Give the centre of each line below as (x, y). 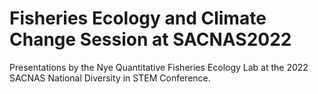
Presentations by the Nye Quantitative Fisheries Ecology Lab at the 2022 (159, 67)
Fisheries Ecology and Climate (138, 18)
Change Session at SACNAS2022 (150, 39)
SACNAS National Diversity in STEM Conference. (110, 78)
